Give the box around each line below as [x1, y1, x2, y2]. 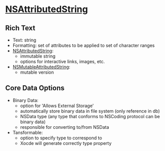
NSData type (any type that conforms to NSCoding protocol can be [20, 113, 160, 119]
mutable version [20, 69, 54, 75]
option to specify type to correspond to [20, 135, 102, 141]
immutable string [20, 53, 56, 59]
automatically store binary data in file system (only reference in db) [20, 108, 160, 114]
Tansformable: [12, 129, 43, 135]
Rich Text [5, 24, 35, 32]
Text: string [12, 37, 36, 43]
